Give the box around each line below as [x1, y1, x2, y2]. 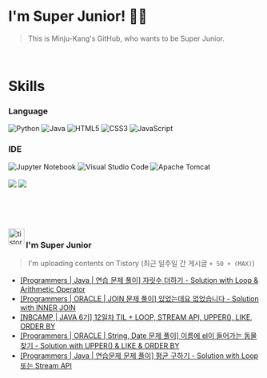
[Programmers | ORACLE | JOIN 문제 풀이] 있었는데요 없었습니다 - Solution [19, 294, 260, 304]
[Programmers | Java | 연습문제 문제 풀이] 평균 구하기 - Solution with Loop [19, 351, 258, 360]
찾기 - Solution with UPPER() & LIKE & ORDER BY [19, 341, 180, 351]
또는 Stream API [19, 361, 72, 371]
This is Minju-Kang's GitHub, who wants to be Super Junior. [27, 34, 225, 43]
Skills [8, 78, 46, 95]
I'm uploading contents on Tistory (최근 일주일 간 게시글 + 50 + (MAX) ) [27, 259, 256, 269]
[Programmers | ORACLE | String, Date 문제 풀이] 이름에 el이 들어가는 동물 [19, 331, 257, 340]
